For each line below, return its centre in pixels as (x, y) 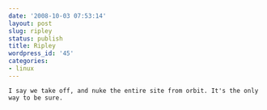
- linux (21, 69)
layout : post (30, 23)
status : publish (36, 38)
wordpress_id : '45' (41, 53)
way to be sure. (36, 98)
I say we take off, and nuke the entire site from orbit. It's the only (133, 91)
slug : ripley (30, 31)
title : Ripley (32, 46)
